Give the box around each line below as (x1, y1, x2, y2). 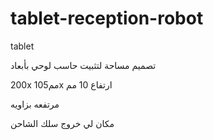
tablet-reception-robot (10, 7, 204, 30)
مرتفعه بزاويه (10, 98, 60, 110)
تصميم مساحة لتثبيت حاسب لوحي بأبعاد (10, 59, 157, 71)
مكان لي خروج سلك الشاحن (10, 117, 115, 129)
